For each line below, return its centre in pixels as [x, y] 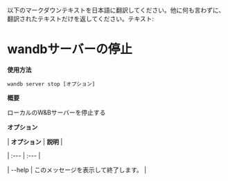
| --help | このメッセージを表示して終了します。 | [77, 170]
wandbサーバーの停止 [70, 49]
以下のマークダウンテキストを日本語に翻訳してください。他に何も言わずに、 [116, 10]
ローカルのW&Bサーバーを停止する [56, 112]
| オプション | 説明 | [35, 142]
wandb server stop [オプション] [51, 84]
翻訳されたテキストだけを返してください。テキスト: [81, 19]
